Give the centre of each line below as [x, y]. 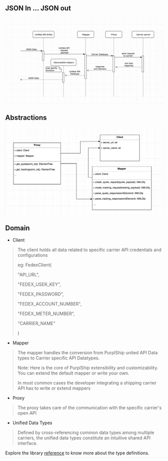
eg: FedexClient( [34, 265]
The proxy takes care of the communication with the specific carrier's [90, 408]
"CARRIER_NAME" [36, 324]
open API [27, 413]
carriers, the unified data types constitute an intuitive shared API [84, 438]
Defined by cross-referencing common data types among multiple [86, 433]
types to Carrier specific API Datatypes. [58, 358]
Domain [18, 228]
